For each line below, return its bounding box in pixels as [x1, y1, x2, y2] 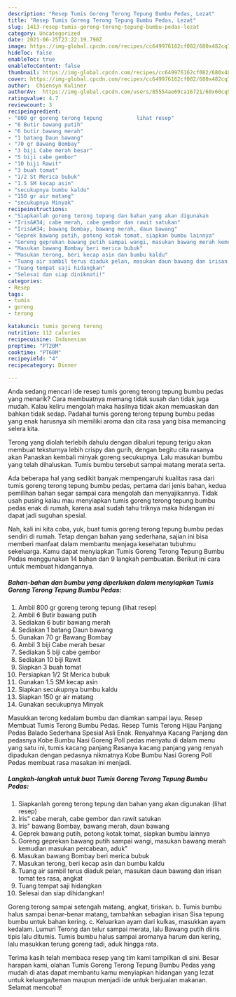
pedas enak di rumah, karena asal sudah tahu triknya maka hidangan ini [8, 504, 215, 512]
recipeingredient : [8, 108, 62, 115]
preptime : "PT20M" [8, 342, 62, 349]
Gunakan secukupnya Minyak [18, 700, 104, 708]
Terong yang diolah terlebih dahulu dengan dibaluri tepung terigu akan [8, 438, 211, 446]
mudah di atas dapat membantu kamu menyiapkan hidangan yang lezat [8, 968, 214, 977]
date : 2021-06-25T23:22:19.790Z [8, 36, 102, 43]
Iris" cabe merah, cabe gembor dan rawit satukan [18, 814, 162, 822]
